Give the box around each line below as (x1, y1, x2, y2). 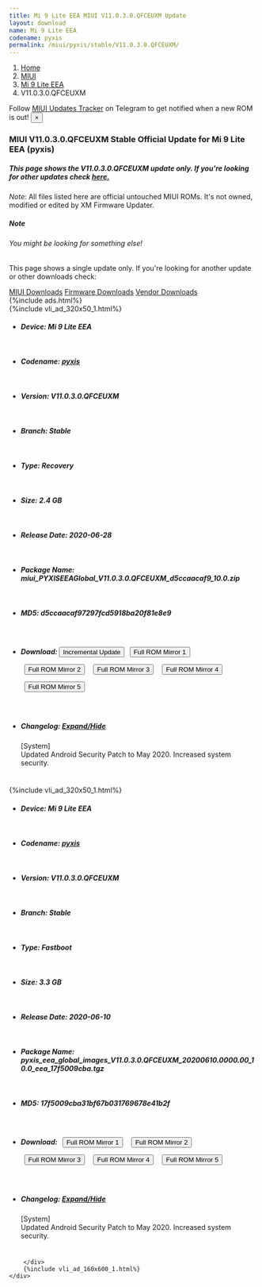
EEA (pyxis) (9, 144, 55, 155)
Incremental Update (63, 648, 121, 656)
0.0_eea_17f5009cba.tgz (20, 1063, 105, 1073)
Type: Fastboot (20, 942, 72, 952)
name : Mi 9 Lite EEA (9, 26, 78, 34)
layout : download (9, 19, 66, 27)
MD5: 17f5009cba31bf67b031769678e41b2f (20, 1098, 171, 1108)
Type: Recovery (20, 461, 74, 471)
